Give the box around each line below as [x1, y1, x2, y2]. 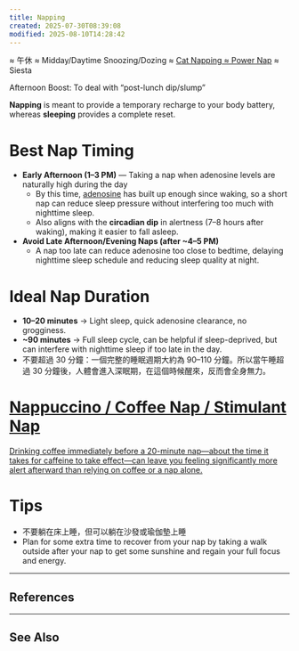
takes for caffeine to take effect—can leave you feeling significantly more [9, 455, 278, 466]
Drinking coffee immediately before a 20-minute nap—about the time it [9, 446, 269, 457]
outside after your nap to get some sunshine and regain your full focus [21, 546, 280, 557]
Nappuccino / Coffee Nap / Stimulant [9, 397, 287, 418]
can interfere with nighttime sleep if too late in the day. [21, 344, 222, 354]
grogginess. [21, 325, 67, 336]
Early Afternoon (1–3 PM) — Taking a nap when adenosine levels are [21, 170, 276, 181]
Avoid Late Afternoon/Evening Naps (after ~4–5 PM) [21, 236, 220, 247]
